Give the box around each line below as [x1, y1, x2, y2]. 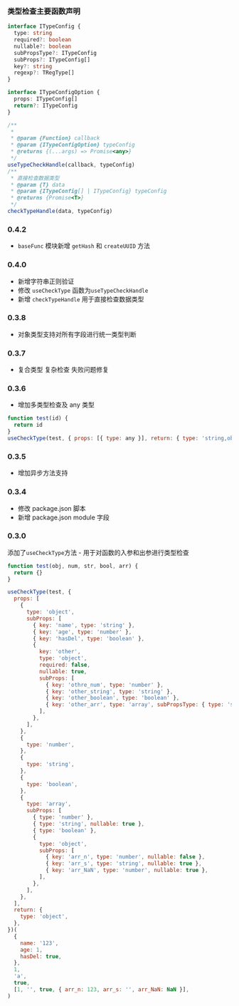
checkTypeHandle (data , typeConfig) [7, 208, 113, 215]
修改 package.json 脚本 [17, 504, 87, 512]
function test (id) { [7, 415, 69, 422]
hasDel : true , [20, 953, 62, 960]
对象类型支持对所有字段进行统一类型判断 [17, 330, 137, 338]
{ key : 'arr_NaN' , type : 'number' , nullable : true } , [45, 867, 208, 874]
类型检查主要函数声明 [7, 6, 80, 16]
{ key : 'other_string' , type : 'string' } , [45, 688, 174, 695]
